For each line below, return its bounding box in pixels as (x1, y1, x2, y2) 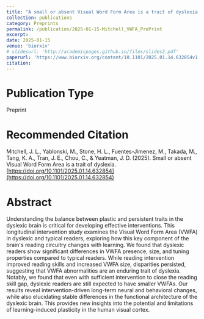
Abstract (6, 195, 52, 209)
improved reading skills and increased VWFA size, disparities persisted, (6, 260, 186, 268)
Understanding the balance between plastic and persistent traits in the (6, 215, 183, 223)
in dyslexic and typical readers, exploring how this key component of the (6, 235, 189, 242)
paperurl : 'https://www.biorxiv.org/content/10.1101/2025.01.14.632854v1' (6, 54, 201, 60)
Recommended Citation (6, 127, 129, 142)
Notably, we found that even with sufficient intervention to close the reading (6, 274, 197, 281)
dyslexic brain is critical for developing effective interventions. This (6, 222, 175, 229)
